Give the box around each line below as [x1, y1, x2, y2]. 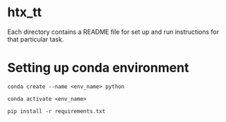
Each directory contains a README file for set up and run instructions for [7, 28, 220, 36]
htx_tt [7, 4, 42, 20]
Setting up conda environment [7, 60, 189, 76]
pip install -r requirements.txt [7, 107, 106, 115]
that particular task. [7, 35, 64, 43]
